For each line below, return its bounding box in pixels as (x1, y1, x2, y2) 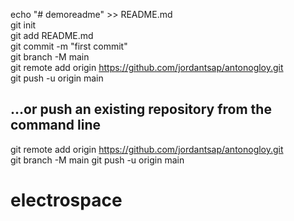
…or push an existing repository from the (10, 101, 272, 118)
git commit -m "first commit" (10, 40, 128, 52)
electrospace (10, 189, 123, 211)
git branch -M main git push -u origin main (10, 154, 185, 166)
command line (10, 117, 102, 134)
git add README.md (10, 30, 94, 41)
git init (10, 19, 37, 31)
